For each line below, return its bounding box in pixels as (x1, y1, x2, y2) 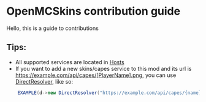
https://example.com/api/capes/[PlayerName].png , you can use (15, 71, 177, 79)
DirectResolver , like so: (15, 78, 74, 85)
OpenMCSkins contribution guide (6, 4, 181, 18)
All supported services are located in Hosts (15, 58, 124, 65)
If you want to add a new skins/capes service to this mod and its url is (15, 65, 192, 72)
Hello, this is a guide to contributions (6, 24, 99, 32)
